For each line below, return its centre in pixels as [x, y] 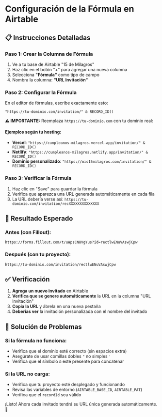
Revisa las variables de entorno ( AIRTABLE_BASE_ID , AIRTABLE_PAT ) [77, 390]
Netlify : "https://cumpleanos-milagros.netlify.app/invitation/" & [80, 152]
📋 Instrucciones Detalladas [48, 38]
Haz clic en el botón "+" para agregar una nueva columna [70, 69]
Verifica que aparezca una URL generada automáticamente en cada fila [83, 194]
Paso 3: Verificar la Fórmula [38, 178]
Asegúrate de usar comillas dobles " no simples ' [61, 356]
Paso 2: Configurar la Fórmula [41, 92]
